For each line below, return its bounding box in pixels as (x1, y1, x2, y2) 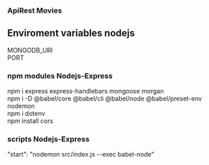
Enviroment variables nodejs (7, 27, 135, 39)
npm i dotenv (7, 110, 46, 118)
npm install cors (7, 117, 54, 125)
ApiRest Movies (7, 6, 62, 15)
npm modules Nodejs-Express (7, 71, 113, 81)
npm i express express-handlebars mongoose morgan (7, 87, 164, 95)
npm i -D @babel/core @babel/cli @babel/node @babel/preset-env (7, 94, 202, 103)
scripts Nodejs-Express (7, 134, 90, 144)
